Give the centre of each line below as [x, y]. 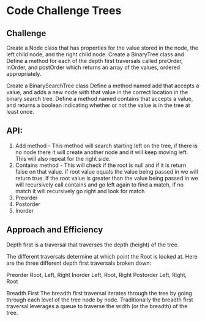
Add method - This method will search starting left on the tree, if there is [106, 146]
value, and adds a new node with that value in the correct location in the [97, 92]
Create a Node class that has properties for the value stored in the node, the [102, 48]
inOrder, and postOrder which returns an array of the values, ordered [93, 67]
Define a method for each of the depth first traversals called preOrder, [95, 61]
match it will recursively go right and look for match [80, 191]
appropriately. [24, 74]
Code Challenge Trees [64, 11]
